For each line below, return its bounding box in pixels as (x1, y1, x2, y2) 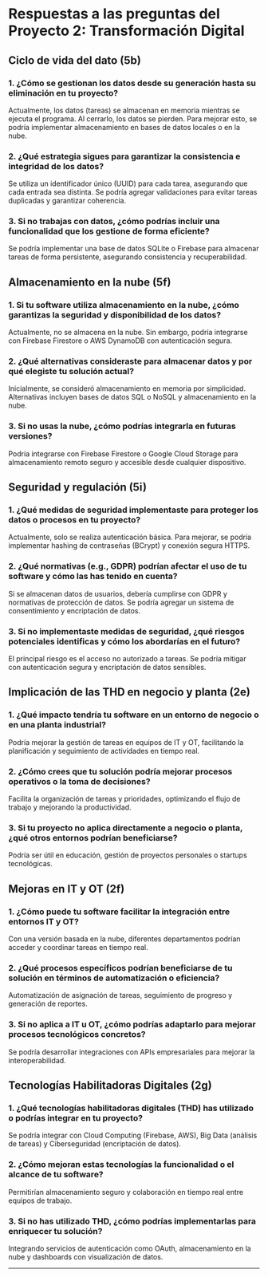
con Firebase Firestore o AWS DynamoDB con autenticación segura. (8, 336, 233, 345)
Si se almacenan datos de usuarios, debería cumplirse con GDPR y (8, 589, 227, 598)
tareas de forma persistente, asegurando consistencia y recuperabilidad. (8, 252, 247, 262)
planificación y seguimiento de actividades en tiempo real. (8, 746, 200, 755)
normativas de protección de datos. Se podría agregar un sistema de (8, 597, 235, 607)
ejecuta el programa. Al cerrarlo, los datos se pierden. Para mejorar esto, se (8, 113, 258, 124)
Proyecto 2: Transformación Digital (8, 22, 245, 40)
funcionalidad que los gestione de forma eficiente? (8, 226, 210, 237)
